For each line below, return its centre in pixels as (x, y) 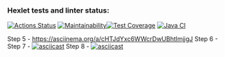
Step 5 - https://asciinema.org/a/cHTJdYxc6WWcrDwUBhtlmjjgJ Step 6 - (112, 39)
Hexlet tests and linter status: (58, 10)
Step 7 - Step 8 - (48, 47)
